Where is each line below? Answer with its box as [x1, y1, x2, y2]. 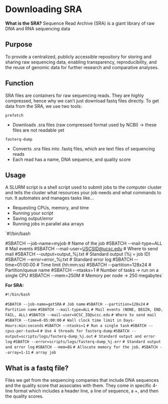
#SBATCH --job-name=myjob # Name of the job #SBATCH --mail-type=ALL [5, 241, 162, 247]
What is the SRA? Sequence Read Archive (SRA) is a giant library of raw [5, 20, 155, 26]
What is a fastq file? [5, 364, 69, 372]
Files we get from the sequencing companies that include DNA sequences [5, 377, 159, 383]
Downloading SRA [5, 4, 82, 15]
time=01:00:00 [5, 262, 36, 268]
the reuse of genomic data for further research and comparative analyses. [5, 64, 159, 70]
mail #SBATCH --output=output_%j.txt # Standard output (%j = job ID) [5, 251, 151, 257]
